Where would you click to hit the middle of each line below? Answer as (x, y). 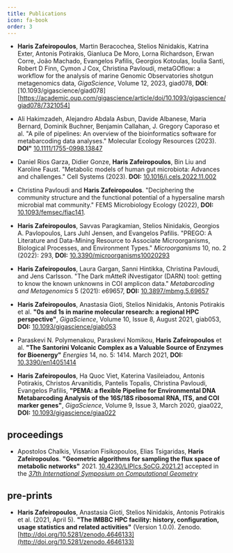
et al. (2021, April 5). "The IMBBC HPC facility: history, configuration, (118, 520)
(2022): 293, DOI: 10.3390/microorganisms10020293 (94, 255)
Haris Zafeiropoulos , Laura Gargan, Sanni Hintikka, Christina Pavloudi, (119, 269)
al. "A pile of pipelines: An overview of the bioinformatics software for (117, 134)
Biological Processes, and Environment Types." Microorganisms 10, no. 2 (122, 248)
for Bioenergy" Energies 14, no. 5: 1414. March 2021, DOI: (100, 355)
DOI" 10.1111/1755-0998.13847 (60, 149)
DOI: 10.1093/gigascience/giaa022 (66, 413)
